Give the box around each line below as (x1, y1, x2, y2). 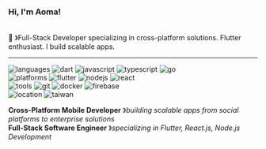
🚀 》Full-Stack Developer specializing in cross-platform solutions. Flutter (8, 33, 241, 43)
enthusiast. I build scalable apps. (8, 42, 116, 51)
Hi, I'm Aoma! (8, 6, 62, 17)
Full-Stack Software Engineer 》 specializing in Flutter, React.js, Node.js (8, 123, 241, 132)
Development (8, 132, 52, 142)
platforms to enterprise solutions (8, 114, 115, 124)
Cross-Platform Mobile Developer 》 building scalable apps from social (8, 106, 239, 115)
